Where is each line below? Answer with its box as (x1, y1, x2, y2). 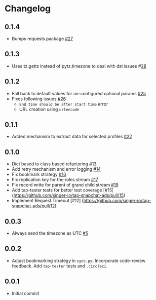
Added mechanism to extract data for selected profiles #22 (11, 134, 132, 140)
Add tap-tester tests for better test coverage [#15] (11, 187, 114, 193)
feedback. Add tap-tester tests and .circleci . (11, 262, 108, 269)
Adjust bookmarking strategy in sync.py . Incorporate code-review (11, 258, 146, 263)
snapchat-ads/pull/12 (11, 203, 55, 209)
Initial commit (11, 290, 39, 296)
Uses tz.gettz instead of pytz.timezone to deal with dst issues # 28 (11, 63, 147, 69)
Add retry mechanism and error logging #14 (11, 166, 101, 172)
